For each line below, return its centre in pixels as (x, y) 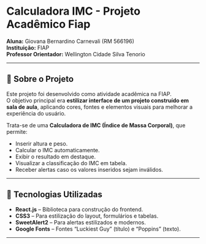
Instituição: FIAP (28, 48)
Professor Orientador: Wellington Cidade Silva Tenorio (76, 54)
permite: (17, 131)
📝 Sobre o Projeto (40, 79)
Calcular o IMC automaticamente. (57, 150)
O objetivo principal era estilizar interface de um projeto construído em (97, 100)
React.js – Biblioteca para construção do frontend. (79, 209)
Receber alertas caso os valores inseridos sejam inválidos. (89, 169)
